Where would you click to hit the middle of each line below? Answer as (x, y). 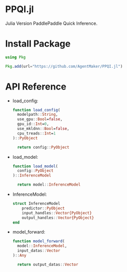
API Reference (36, 86)
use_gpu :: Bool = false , (40, 119)
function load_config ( (36, 110)
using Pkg (16, 57)
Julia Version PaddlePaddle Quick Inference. (51, 23)
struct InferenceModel (36, 204)
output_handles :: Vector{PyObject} (58, 218)
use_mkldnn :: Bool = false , (43, 129)
